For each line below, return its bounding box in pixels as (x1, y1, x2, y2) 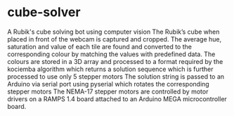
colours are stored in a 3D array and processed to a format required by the (7, 57, 223, 65)
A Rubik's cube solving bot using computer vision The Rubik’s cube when (7, 27, 220, 36)
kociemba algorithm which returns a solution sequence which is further (7, 65, 214, 73)
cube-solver (7, 4, 81, 20)
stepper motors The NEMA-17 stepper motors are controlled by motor (7, 87, 209, 96)
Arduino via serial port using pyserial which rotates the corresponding (7, 79, 209, 88)
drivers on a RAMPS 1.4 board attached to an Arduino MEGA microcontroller (7, 94, 227, 103)
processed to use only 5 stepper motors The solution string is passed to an (7, 72, 225, 81)
